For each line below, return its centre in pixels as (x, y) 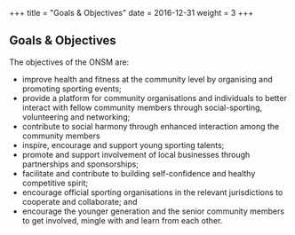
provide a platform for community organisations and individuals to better (154, 98)
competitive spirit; (55, 183)
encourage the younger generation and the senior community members (153, 211)
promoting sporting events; (72, 89)
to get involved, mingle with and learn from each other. (122, 220)
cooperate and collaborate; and (80, 201)
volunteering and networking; (76, 117)
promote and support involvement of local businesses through (136, 154)
